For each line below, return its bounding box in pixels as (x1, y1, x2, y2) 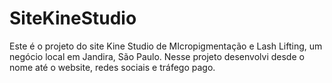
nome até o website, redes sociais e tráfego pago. (9, 61, 216, 73)
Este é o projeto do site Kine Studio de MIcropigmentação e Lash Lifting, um (9, 40, 323, 52)
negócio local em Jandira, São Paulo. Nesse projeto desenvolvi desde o (9, 50, 305, 62)
